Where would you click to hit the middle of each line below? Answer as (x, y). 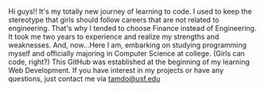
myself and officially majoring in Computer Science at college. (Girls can (126, 53)
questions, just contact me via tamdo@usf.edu (84, 79)
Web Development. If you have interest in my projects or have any (116, 70)
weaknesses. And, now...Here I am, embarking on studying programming (128, 45)
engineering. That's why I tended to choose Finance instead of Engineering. (132, 28)
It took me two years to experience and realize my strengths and (114, 36)
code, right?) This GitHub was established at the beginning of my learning (129, 62)
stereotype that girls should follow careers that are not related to (114, 20)
